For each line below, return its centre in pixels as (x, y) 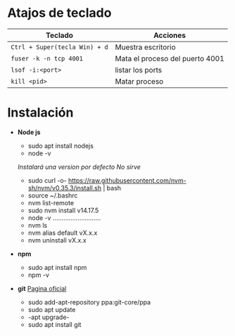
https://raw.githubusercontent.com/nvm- (127, 180)
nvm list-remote (51, 202)
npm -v (38, 275)
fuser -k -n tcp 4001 (47, 58)
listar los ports (139, 70)
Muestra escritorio (145, 47)
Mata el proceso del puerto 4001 (170, 58)
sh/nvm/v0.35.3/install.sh (65, 188)
